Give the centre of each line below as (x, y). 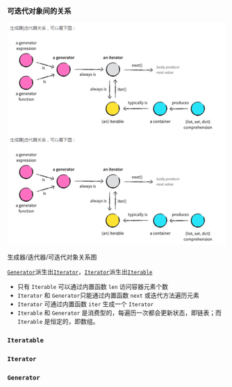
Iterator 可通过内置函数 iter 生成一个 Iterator (85, 304)
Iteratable (25, 340)
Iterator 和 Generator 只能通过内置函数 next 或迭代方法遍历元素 (108, 295)
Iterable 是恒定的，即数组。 (58, 322)
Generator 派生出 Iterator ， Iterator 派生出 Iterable (80, 272)
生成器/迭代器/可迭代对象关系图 (52, 257)
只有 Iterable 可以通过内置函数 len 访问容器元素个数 (93, 287)
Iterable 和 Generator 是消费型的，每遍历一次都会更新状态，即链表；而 (119, 313)
